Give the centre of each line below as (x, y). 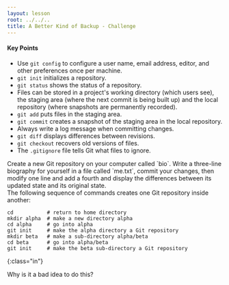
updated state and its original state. (57, 185)
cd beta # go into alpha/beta (58, 242)
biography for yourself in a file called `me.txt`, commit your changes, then (111, 171)
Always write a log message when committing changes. (95, 128)
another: (19, 200)
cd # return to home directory (67, 213)
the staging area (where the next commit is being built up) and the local (118, 99)
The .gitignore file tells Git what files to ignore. (84, 150)
